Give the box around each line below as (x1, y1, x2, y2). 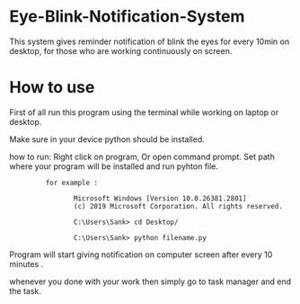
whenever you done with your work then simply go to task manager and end (9, 276, 292, 287)
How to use (9, 77, 95, 98)
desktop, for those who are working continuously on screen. (9, 45, 233, 56)
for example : (45, 178, 99, 187)
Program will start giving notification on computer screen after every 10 (9, 249, 273, 260)
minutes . (9, 258, 44, 269)
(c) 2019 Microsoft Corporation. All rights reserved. (73, 201, 283, 210)
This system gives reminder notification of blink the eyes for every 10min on (9, 36, 290, 47)
